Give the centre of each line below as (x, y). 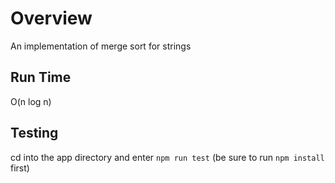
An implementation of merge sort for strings (101, 46)
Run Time (41, 77)
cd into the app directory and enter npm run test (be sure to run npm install (167, 157)
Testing (34, 133)
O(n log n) (31, 101)
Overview (51, 18)
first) (20, 168)
